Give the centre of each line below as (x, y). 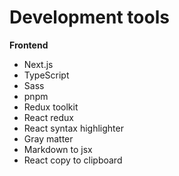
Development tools (89, 17)
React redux (48, 117)
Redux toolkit (51, 107)
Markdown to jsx (58, 149)
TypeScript (46, 75)
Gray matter (48, 138)
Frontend (29, 45)
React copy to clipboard (73, 160)
